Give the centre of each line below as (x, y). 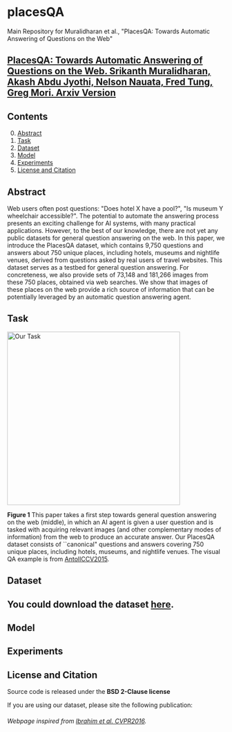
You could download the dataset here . (90, 604)
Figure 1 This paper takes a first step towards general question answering (112, 514)
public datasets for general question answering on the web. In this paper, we (116, 238)
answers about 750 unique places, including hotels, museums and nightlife (113, 252)
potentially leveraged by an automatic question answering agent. (99, 297)
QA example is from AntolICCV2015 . (58, 559)
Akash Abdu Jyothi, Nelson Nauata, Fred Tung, (110, 82)
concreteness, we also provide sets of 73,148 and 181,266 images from (108, 274)
